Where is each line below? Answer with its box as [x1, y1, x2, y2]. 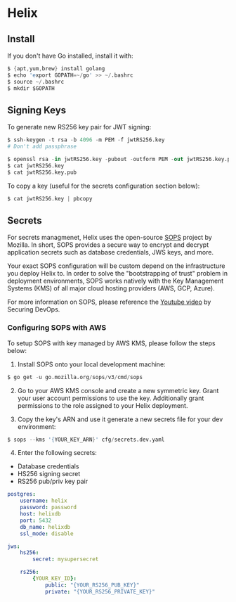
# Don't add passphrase [7, 143, 77, 150]
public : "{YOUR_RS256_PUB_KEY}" [44, 582, 140, 589]
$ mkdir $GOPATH [7, 84, 55, 92]
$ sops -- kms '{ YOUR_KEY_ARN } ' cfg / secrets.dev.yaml [7, 436, 165, 443]
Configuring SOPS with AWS [7, 323, 107, 333]
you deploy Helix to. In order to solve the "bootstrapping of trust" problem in [7, 269, 228, 278]
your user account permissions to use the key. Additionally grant [17, 394, 204, 402]
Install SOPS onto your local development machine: [17, 360, 166, 369]
